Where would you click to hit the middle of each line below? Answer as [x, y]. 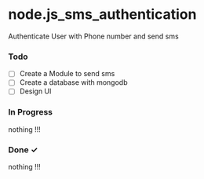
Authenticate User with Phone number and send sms [93, 36]
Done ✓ [23, 149]
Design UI [35, 91]
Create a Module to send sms [67, 74]
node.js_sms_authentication [102, 15]
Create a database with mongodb [73, 82]
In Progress [31, 112]
